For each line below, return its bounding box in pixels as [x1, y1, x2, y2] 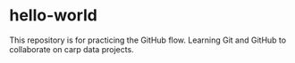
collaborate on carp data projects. [9, 43, 134, 54]
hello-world [9, 5, 98, 26]
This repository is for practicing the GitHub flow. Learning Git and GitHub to [9, 35, 287, 45]
